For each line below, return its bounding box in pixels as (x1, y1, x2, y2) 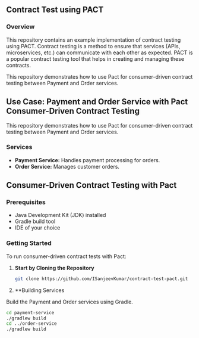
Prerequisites (6, 198, 46, 206)
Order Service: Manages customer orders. (14, 163, 120, 170)
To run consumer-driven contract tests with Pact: (6, 253, 127, 260)
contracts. (6, 61, 31, 69)
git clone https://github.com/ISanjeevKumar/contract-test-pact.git (14, 275, 188, 282)
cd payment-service (6, 309, 55, 315)
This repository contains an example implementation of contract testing (6, 36, 181, 44)
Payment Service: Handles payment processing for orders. (14, 156, 160, 163)
